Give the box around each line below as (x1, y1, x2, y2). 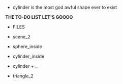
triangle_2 (12, 73, 34, 79)
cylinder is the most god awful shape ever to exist (12, 5, 117, 10)
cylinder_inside (12, 53, 45, 59)
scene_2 (12, 34, 30, 39)
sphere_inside (12, 44, 42, 50)
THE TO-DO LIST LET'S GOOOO (5, 14, 73, 20)
